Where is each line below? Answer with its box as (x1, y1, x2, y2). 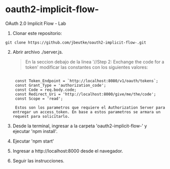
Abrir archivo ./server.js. (12, 49, 63, 55)
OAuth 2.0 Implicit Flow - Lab (5, 20, 66, 26)
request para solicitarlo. (12, 114, 70, 119)
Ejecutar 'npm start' (12, 138, 54, 144)
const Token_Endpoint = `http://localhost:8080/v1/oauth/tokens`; (15, 78, 158, 83)
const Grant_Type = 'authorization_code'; (15, 83, 107, 88)
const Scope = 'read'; (15, 96, 63, 101)
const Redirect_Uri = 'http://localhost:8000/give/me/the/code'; (15, 91, 156, 97)
